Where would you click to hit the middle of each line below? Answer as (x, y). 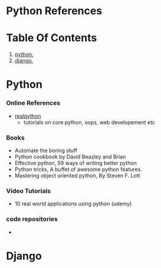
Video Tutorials (29, 190)
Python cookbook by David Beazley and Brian (70, 156)
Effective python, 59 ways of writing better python (76, 163)
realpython (28, 116)
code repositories (32, 219)
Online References (33, 103)
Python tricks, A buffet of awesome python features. (78, 169)
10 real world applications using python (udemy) (73, 204)
